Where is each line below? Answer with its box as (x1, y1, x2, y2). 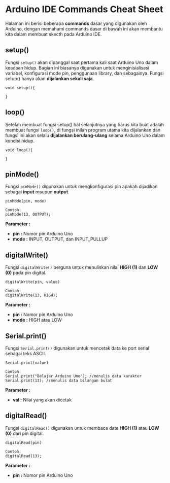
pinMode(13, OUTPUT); (5, 212, 51, 217)
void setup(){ (5, 85, 36, 90)
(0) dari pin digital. (5, 430, 44, 436)
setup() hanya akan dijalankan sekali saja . (5, 75, 94, 82)
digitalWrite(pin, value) (5, 280, 60, 285)
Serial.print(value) (5, 360, 49, 365)
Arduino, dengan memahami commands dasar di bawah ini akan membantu (5, 25, 163, 31)
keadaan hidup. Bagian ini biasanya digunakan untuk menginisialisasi (5, 64, 150, 71)
